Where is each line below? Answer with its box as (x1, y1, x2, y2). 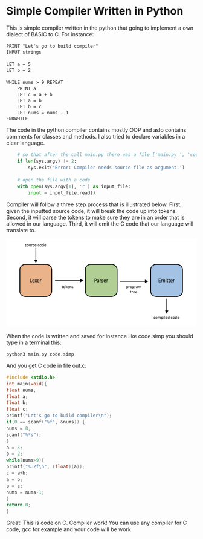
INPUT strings (6, 49, 42, 55)
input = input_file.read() (28, 190, 96, 196)
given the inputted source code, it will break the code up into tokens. (6, 207, 177, 215)
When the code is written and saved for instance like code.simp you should (6, 332, 193, 339)
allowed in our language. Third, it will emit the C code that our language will (6, 220, 194, 227)
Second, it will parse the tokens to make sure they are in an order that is (6, 214, 185, 221)
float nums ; (6, 387, 36, 393)
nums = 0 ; (6, 425, 31, 431)
